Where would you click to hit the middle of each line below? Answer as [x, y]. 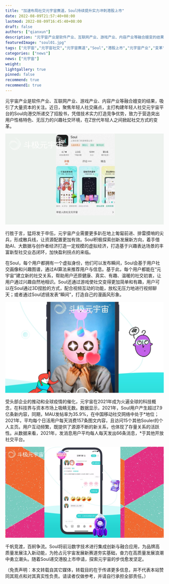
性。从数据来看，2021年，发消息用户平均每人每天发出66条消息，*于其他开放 [84, 433]
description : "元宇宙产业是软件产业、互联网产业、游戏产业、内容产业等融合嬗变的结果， [87, 37]
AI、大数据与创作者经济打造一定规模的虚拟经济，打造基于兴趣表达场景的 [84, 246]
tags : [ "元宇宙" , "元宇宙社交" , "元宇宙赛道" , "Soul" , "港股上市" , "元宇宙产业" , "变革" [85, 48]
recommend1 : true [23, 85]
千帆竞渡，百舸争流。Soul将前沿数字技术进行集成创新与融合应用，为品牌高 [82, 546]
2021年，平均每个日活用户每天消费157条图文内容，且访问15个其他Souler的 [82, 420]
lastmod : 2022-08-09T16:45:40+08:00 [44, 21]
